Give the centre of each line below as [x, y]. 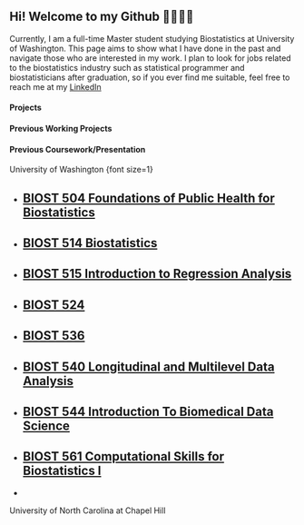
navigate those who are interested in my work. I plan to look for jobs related [151, 58]
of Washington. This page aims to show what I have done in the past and [145, 48]
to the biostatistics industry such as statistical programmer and [127, 67]
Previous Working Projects [61, 129]
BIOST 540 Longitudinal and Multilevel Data [148, 367]
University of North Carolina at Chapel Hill [88, 510]
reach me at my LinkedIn [55, 86]
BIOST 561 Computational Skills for [123, 456]
